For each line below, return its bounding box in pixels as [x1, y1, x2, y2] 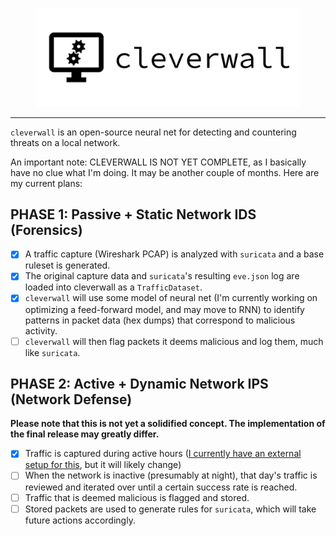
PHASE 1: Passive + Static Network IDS [10, 206, 257, 223]
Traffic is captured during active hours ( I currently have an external [24, 448, 302, 460]
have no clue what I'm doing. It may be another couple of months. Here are [10, 166, 320, 178]
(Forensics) [10, 221, 83, 238]
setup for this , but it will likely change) [24, 459, 182, 471]
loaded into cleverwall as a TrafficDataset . [24, 281, 203, 293]
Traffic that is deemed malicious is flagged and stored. [24, 491, 250, 503]
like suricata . [24, 346, 81, 358]
